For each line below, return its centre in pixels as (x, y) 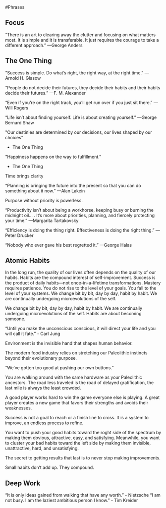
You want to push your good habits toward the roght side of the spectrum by (83, 433)
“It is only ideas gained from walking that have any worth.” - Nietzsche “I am (83, 495)
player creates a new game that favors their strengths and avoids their (77, 403)
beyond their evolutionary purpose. (41, 358)
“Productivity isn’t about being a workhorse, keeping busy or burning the (79, 210)
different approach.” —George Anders (44, 45)
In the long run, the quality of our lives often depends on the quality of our (81, 273)
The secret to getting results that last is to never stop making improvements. (83, 458)
